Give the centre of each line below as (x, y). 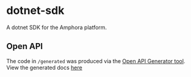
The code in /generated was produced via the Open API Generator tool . (96, 61)
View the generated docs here (44, 67)
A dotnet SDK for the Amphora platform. (57, 27)
